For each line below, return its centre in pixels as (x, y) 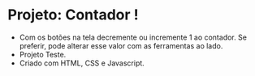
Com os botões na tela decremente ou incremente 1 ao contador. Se (133, 37)
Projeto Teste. (43, 54)
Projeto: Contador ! (73, 15)
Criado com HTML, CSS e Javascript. (82, 63)
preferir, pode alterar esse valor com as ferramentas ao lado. (121, 45)
